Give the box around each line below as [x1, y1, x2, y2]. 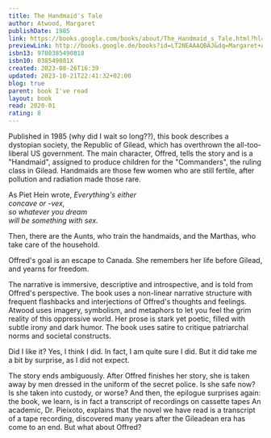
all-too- [236, 140, 262, 149]
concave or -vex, [8, 198, 65, 208]
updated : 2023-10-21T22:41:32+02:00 [8, 72, 131, 80]
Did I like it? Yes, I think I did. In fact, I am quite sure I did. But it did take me [8, 347, 257, 356]
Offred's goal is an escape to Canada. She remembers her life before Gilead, [8, 256, 263, 265]
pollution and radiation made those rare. [8, 174, 141, 184]
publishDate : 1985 [8, 27, 70, 35]
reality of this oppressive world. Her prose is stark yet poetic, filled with [8, 314, 246, 323]
